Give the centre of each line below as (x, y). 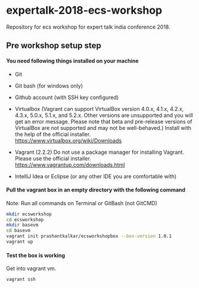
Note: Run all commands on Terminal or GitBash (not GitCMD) (82, 203)
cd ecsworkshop (25, 219)
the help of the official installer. (53, 134)
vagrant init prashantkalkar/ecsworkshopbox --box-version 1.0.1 (89, 236)
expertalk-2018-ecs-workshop (84, 10)
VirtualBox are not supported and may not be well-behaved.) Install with (103, 128)
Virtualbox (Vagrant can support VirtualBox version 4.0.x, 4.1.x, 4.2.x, (99, 109)
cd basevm (18, 231)
